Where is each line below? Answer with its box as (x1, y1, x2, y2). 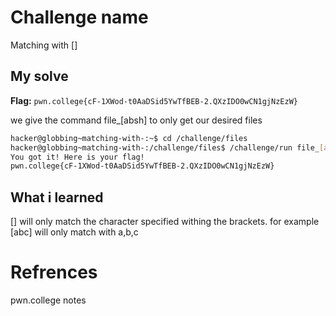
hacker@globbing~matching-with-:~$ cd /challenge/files (10, 133, 248, 143)
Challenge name (10, 6, 149, 29)
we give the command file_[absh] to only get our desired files (10, 114, 263, 126)
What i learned (10, 189, 104, 206)
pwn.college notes (10, 294, 87, 306)
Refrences (10, 261, 98, 284)
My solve (10, 68, 69, 85)
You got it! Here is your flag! (10, 152, 145, 162)
